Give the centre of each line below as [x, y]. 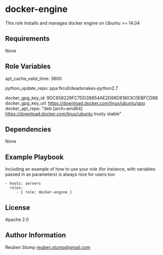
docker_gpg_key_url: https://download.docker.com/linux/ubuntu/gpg [75, 103]
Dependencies [28, 129]
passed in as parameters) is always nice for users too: [60, 174]
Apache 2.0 [17, 220]
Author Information [36, 235]
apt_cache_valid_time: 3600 [34, 78]
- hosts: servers [23, 184]
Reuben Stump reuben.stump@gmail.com [48, 247]
